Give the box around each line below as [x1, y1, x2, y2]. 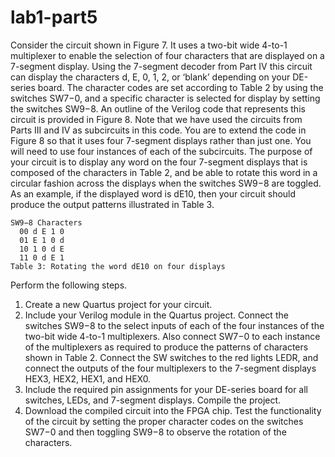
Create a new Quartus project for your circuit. [24, 298, 213, 310]
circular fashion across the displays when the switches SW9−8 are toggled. [10, 177, 322, 189]
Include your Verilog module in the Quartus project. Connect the [24, 309, 289, 321]
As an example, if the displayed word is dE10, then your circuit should [10, 187, 297, 200]
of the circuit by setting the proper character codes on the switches [24, 415, 304, 427]
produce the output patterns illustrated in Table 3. [10, 198, 215, 210]
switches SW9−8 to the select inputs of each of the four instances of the [24, 319, 325, 331]
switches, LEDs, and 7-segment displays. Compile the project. [24, 394, 282, 406]
